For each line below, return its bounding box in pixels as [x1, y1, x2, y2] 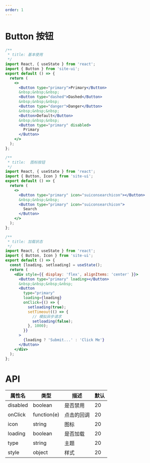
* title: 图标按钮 [7, 160, 45, 165]
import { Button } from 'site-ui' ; [5, 67, 80, 72]
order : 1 [5, 7, 24, 13]
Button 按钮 [5, 31, 54, 42]
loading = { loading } [23, 295, 62, 300]
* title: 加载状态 [7, 239, 43, 244]
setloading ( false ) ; [32, 318, 73, 324]
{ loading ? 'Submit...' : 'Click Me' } [23, 338, 105, 343]
